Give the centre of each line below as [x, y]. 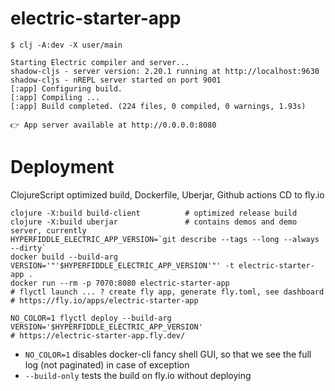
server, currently [48, 230]
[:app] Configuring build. [66, 88]
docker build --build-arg [64, 257]
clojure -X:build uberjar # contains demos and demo [154, 222]
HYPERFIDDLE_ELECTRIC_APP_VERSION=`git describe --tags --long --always [165, 239]
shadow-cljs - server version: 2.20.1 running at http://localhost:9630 [165, 71]
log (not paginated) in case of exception [107, 364]
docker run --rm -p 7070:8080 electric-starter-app [120, 283]
